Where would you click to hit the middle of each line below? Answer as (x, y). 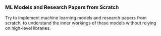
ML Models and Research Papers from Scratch (62, 7)
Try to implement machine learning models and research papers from (76, 18)
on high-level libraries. (28, 28)
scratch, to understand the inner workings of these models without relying (81, 23)
